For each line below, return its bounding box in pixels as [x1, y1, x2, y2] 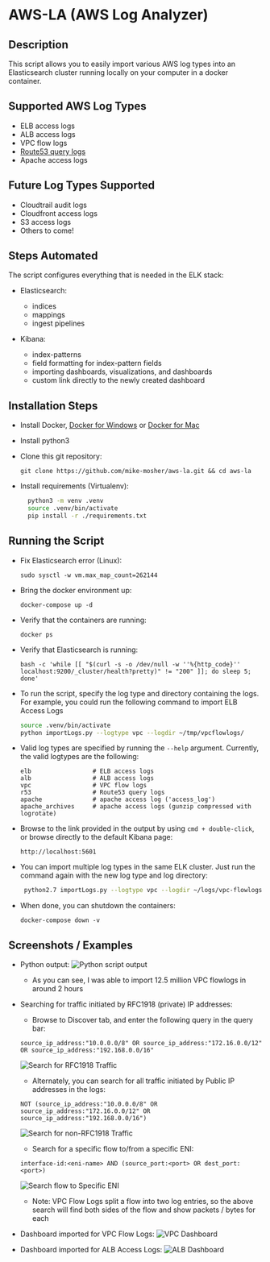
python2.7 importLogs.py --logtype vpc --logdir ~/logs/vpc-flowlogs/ [23, 886, 266, 895]
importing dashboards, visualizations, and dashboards [31, 367, 213, 376]
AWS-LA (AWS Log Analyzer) [8, 6, 209, 24]
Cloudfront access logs [19, 208, 98, 218]
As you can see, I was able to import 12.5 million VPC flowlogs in [31, 975, 247, 985]
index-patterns [31, 350, 82, 359]
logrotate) [19, 810, 57, 818]
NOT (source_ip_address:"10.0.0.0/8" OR [19, 1100, 158, 1109]
